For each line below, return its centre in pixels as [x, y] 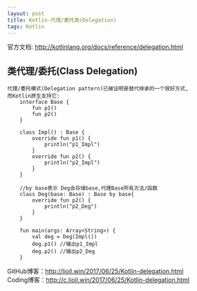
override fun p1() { [62, 139]
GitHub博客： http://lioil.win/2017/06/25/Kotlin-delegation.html [95, 272]
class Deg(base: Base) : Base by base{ [77, 195]
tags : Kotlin [26, 26]
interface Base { [45, 102]
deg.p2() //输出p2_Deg [64, 252]
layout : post [26, 14]
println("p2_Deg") [71, 206]
